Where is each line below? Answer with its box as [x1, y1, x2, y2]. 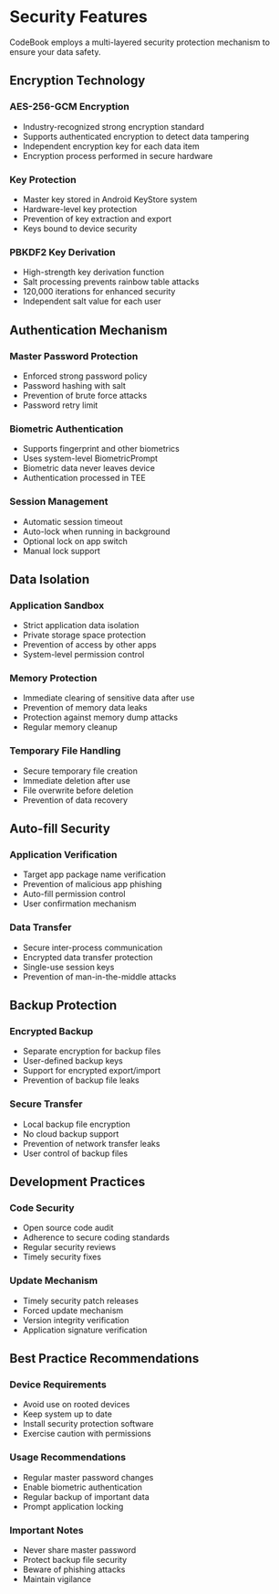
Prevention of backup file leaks [22, 1075, 139, 1086]
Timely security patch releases [22, 1295, 139, 1306]
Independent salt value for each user [22, 295, 161, 307]
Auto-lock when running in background [22, 526, 170, 537]
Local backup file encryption [22, 1118, 130, 1129]
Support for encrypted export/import [22, 1065, 161, 1076]
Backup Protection [9, 998, 118, 1013]
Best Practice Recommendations [9, 1351, 200, 1366]
